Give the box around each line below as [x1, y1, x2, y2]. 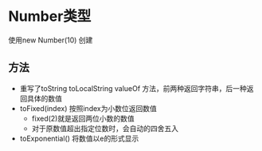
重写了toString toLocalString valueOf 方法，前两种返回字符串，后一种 [19, 83, 247, 93]
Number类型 [8, 7, 92, 26]
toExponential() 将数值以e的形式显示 [19, 133, 139, 143]
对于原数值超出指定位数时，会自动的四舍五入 [31, 123, 179, 133]
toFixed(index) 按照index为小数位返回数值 [19, 103, 157, 113]
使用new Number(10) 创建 [8, 35, 93, 45]
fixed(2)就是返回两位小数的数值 [31, 113, 135, 123]
